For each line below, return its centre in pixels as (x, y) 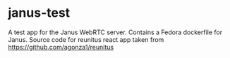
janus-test (39, 13)
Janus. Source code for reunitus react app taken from (86, 39)
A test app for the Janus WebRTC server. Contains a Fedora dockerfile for (115, 32)
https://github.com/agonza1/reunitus (61, 47)
